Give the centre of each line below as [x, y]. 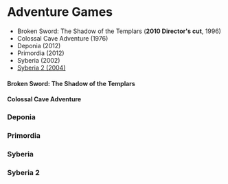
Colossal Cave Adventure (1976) [62, 38]
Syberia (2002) [38, 60]
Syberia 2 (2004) [41, 68]
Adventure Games [60, 12]
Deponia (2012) [39, 45]
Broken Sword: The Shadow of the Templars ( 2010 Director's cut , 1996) [119, 31]
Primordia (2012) [41, 53]
